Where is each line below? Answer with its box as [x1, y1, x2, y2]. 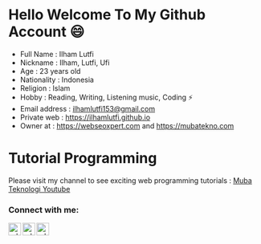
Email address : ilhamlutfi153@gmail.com [19, 104, 155, 113]
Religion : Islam [19, 83, 71, 93]
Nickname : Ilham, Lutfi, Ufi [19, 58, 110, 67]
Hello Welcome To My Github [8, 6, 206, 24]
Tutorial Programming [8, 149, 157, 168]
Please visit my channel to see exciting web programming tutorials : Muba [8, 175, 253, 185]
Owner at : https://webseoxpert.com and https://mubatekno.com [19, 120, 234, 130]
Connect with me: [8, 204, 80, 215]
